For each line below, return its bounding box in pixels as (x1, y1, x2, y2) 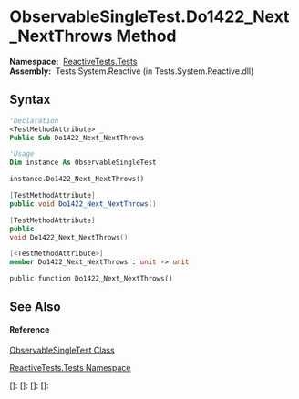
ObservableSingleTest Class (9, 344, 116, 355)
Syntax (9, 92, 51, 107)
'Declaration (9, 116, 59, 125)
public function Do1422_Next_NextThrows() (9, 274, 173, 283)
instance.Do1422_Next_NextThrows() (9, 175, 145, 184)
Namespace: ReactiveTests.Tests (9, 56, 138, 66)
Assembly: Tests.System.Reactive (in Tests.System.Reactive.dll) (9, 66, 254, 77)
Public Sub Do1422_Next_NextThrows (9, 133, 145, 142)
